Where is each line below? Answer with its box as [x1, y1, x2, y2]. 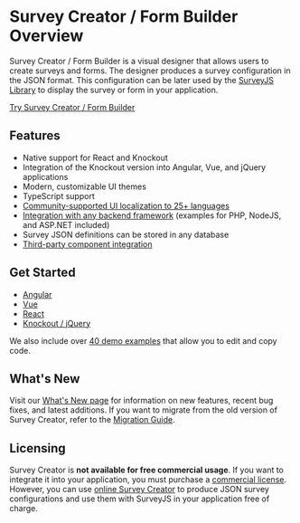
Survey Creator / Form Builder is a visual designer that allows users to [9, 55, 269, 66]
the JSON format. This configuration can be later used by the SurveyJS [9, 74, 274, 85]
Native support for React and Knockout [22, 152, 169, 163]
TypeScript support [22, 190, 95, 201]
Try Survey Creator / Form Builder [9, 101, 136, 112]
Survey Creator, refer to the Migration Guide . [9, 414, 175, 425]
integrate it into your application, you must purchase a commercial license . [9, 474, 287, 485]
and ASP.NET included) [22, 219, 110, 230]
